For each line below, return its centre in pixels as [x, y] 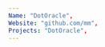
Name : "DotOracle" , [41, 16]
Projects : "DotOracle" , [48, 30]
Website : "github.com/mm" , [53, 23]
